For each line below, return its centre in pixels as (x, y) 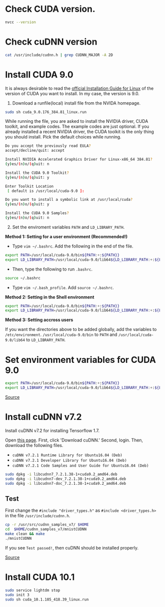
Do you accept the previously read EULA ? (48, 146)
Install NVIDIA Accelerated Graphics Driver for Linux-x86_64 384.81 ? (79, 160)
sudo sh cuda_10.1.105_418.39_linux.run (47, 599)
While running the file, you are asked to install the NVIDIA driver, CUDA (77, 121)
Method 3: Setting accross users (39, 320)
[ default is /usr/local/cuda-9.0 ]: (46, 191)
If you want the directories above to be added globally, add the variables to (81, 330)
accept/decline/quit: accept (35, 151)
